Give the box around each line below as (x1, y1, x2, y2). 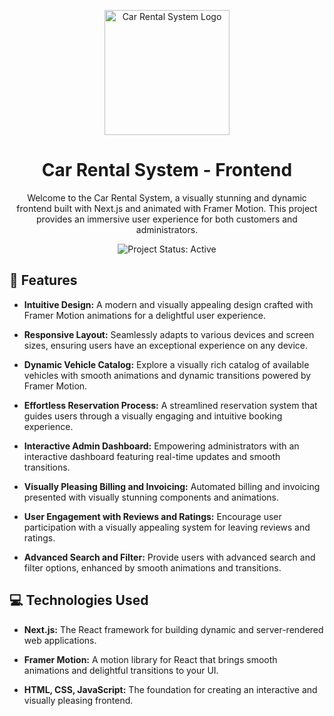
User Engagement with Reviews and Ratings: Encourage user (23, 510, 282, 522)
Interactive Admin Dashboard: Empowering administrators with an (23, 440, 300, 452)
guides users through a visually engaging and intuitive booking (23, 410, 283, 422)
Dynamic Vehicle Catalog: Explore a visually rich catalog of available (23, 358, 310, 370)
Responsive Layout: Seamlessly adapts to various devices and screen (23, 328, 315, 340)
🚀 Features (9, 272, 78, 289)
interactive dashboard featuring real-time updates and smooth (23, 450, 281, 462)
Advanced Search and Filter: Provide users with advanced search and (23, 551, 316, 563)
